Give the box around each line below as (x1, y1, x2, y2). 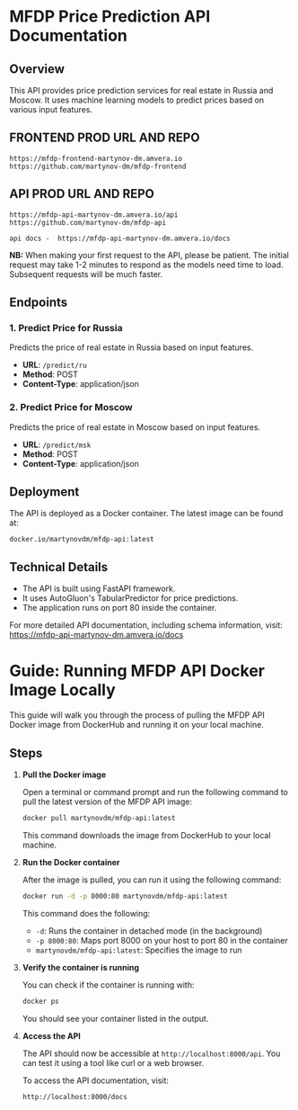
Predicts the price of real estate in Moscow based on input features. (9, 421, 261, 433)
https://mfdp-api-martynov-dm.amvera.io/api (9, 210, 179, 219)
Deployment (9, 484, 80, 499)
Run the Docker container (22, 856, 120, 867)
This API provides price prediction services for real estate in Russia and (9, 85, 274, 95)
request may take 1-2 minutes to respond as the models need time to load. (9, 259, 285, 270)
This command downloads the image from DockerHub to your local (22, 829, 271, 840)
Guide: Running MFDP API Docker (9, 661, 265, 681)
